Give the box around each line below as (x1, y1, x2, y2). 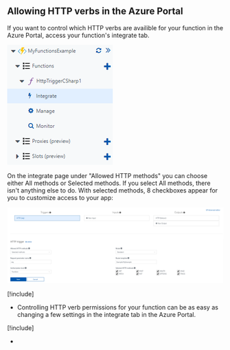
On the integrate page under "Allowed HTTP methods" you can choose (7, 171, 208, 179)
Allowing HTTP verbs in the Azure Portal (7, 6, 183, 17)
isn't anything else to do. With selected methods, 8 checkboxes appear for (7, 186, 218, 195)
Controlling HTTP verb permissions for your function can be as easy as (16, 303, 218, 311)
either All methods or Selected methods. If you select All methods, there (7, 179, 211, 187)
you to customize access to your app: (7, 193, 113, 201)
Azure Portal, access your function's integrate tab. (7, 31, 150, 39)
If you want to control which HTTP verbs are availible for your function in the (7, 23, 224, 32)
